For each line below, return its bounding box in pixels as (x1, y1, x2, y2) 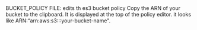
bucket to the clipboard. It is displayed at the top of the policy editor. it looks (5, 11, 191, 18)
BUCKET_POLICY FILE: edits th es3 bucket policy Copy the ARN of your (5, 5, 180, 12)
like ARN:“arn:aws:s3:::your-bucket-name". (5, 17, 111, 24)
